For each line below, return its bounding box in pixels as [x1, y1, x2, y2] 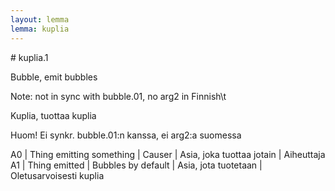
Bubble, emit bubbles [10, 71, 98, 83]
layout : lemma [10, 14, 70, 25]
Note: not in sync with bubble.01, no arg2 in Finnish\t [10, 90, 227, 102]
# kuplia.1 [10, 51, 49, 63]
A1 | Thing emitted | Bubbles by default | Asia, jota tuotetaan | [10, 159, 263, 171]
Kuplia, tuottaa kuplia [10, 109, 97, 121]
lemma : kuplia [10, 24, 70, 34]
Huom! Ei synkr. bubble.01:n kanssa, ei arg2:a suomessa [10, 129, 242, 141]
